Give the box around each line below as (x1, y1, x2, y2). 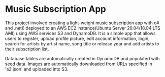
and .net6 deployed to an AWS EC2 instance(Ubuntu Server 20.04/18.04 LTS (5, 25, 161, 31)
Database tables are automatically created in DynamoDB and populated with (5, 55, 160, 61)
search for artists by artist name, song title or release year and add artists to (5, 40, 159, 46)
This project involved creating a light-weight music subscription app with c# (5, 20, 159, 26)
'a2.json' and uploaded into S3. (5, 66, 68, 72)
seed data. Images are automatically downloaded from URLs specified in (5, 61, 153, 67)
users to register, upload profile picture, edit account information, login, (5, 36, 150, 41)
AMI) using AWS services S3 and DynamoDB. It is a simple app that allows (5, 30, 156, 36)
